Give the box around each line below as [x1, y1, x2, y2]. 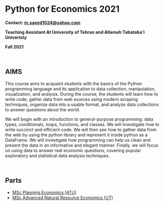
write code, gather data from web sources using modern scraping [5, 96, 138, 102]
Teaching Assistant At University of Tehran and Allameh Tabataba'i [5, 29, 145, 35]
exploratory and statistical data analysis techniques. [5, 153, 110, 158]
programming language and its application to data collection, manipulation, [5, 86, 156, 92]
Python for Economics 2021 [5, 3, 120, 15]
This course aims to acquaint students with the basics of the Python [5, 80, 142, 86]
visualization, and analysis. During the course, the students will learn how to [5, 91, 158, 97]
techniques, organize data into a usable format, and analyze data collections [5, 102, 159, 107]
